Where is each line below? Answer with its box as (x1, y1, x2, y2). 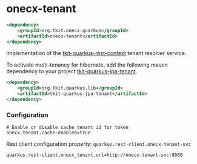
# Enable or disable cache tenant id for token (6, 125, 129, 131)
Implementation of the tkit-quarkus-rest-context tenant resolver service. (6, 50, 187, 57)
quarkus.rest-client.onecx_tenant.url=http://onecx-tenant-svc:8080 (6, 152, 183, 159)
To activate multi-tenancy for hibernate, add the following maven (6, 61, 168, 68)
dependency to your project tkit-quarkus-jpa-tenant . (6, 68, 138, 75)
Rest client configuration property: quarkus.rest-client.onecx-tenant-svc (6, 140, 192, 148)
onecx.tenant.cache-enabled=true (6, 130, 91, 136)
